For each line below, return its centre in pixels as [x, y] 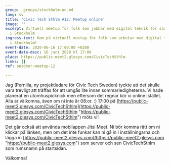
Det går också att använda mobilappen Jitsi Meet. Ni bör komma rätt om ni [83, 127]
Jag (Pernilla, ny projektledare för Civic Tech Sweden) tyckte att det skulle [83, 85]
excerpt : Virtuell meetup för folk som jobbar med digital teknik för [81, 29]
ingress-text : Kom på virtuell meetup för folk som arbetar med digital [83, 38]
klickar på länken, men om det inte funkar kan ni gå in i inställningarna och [82, 132]
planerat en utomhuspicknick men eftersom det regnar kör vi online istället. [83, 96]
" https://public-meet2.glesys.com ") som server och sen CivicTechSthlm [80, 143]
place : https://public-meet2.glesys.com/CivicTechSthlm [65, 57]
